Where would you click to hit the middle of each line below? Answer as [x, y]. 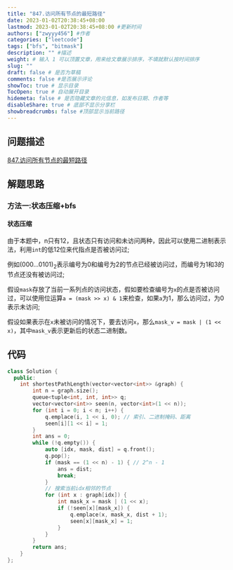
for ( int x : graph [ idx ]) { [86, 495]
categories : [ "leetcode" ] [45, 40]
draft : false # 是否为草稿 [44, 72]
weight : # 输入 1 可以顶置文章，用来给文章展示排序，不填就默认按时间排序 [104, 60]
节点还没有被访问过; [36, 274]
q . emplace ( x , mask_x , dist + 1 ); [119, 515]
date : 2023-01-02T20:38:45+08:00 [56, 20]
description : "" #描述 [39, 53]
